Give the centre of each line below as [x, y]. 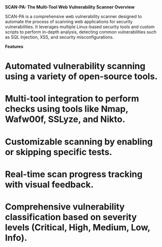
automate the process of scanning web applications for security [69, 22]
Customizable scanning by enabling [79, 142]
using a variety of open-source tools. [81, 77]
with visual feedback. [49, 185]
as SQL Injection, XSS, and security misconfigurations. [59, 37]
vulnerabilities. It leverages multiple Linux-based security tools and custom [80, 27]
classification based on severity [71, 217]
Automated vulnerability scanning [75, 66]
